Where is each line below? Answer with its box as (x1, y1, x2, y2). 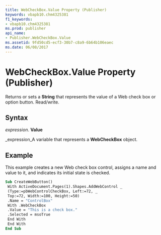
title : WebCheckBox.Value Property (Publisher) (5, 7, 107, 13)
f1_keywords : (5, 17, 33, 22)
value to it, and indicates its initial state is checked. (5, 170, 111, 176)
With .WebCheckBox (7, 203, 46, 208)
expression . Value (5, 127, 43, 133)
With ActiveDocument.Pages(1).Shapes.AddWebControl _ (7, 184, 123, 189)
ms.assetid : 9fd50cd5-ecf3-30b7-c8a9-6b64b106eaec (5, 40, 114, 45)
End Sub (5, 226, 22, 231)
